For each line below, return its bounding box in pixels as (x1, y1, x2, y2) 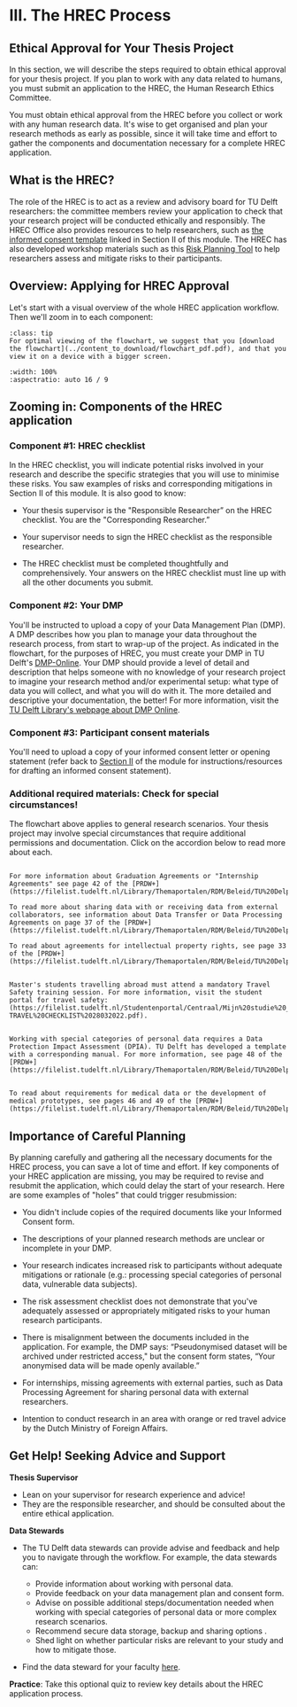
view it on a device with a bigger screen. (9, 352, 172, 361)
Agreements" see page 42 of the (9, 879, 128, 889)
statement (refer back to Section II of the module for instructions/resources (9, 755, 283, 767)
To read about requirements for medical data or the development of (9, 1089, 267, 1098)
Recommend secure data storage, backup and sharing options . (34, 1625, 268, 1636)
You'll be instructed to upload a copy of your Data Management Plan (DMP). (9, 620, 286, 630)
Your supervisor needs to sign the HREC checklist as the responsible (21, 532, 272, 542)
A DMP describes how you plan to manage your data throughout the (9, 628, 257, 639)
